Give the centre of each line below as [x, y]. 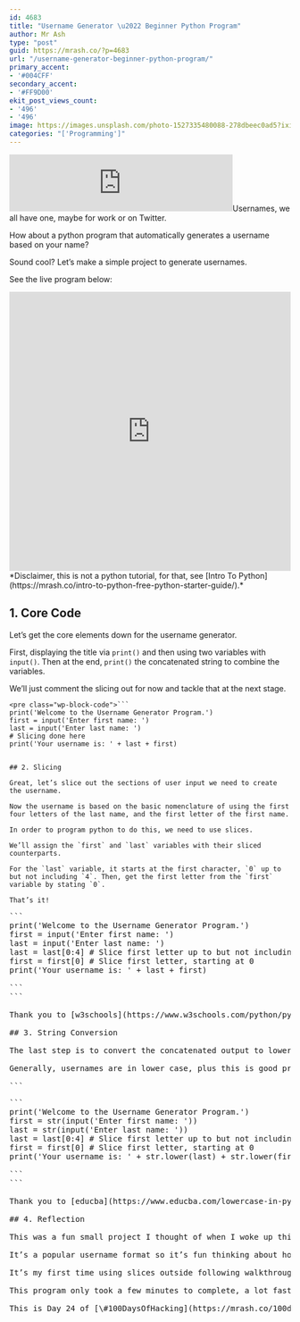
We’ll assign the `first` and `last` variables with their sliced [135, 845]
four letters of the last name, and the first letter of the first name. [150, 814]
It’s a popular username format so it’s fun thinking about [144, 1255]
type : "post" [33, 42]
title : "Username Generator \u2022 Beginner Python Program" [125, 26]
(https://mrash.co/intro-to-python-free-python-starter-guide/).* [126, 585]
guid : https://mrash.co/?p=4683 [69, 51]
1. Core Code [46, 613]
